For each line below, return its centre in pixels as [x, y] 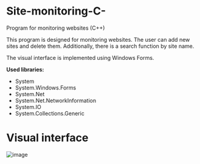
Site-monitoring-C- [56, 11]
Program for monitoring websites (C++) [56, 28]
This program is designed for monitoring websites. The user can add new [98, 39]
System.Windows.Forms [46, 87]
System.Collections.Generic [50, 113]
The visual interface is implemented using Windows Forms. [80, 57]
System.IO [28, 107]
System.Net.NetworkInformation [55, 100]
